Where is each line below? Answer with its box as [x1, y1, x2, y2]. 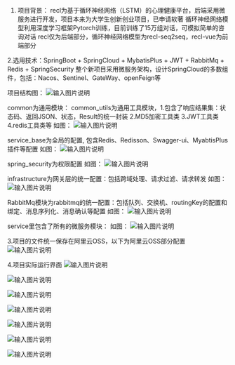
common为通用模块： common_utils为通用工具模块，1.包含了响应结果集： [7, 104, 220, 112]
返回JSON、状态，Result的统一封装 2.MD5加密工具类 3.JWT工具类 [25, 112, 219, 121]
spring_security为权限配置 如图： [7, 160, 103, 168]
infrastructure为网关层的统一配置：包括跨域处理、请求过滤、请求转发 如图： [7, 175, 227, 182]
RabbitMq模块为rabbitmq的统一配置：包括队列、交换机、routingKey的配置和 [7, 199, 228, 206]
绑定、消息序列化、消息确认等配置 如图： [7, 207, 126, 215]
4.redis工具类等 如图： [7, 121, 72, 129]
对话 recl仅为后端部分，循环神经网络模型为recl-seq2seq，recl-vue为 [23, 32, 222, 41]
